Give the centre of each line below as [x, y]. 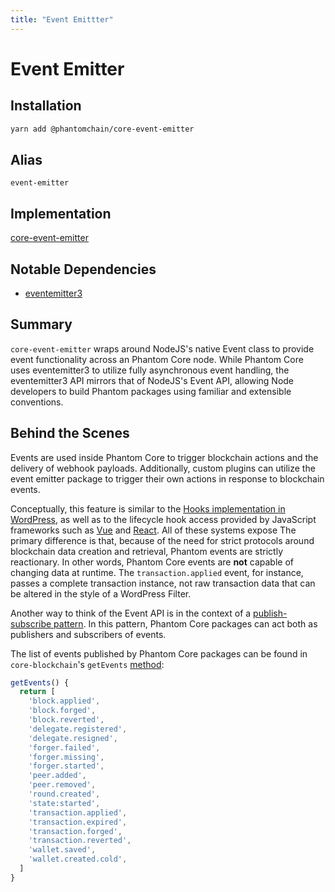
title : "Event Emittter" [62, 19]
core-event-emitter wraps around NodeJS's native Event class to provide [162, 348]
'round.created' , [64, 794]
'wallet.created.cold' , [78, 859]
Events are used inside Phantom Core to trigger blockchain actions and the [164, 457]
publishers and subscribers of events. [88, 634]
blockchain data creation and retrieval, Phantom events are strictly [146, 551]
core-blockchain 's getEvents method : [87, 664]
